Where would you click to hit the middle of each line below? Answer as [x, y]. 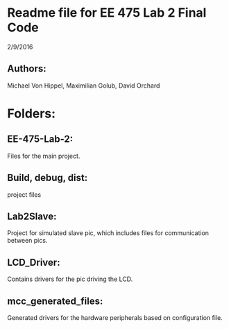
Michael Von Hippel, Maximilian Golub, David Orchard [84, 86]
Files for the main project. [44, 156]
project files [24, 194]
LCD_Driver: [34, 262]
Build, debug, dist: [48, 178]
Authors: [27, 69]
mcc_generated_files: [55, 301]
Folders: [32, 113]
